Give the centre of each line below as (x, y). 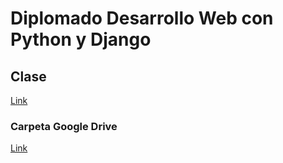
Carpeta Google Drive (64, 126)
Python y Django (81, 39)
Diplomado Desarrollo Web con (142, 18)
